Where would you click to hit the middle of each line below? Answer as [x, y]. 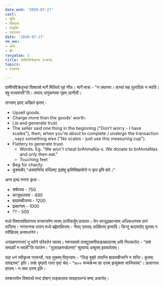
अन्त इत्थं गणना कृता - [23, 180]
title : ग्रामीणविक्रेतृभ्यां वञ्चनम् [29, 60]
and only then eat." [39, 154]
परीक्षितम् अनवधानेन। [22, 232]
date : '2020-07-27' [25, 37]
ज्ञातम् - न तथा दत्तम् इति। [26, 269]
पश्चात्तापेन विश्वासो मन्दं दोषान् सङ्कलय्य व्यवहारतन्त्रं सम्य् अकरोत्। [57, 278]
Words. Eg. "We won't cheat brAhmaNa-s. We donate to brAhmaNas [89, 149]
